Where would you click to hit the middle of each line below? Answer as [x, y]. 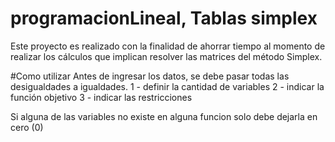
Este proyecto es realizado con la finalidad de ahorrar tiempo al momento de [168, 46]
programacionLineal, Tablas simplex [164, 18]
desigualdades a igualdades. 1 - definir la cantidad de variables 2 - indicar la [167, 86]
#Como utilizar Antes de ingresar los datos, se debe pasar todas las [150, 76]
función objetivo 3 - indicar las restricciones [101, 97]
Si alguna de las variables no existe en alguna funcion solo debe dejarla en [164, 116]
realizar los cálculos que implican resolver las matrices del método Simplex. [166, 56]
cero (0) [27, 127]
